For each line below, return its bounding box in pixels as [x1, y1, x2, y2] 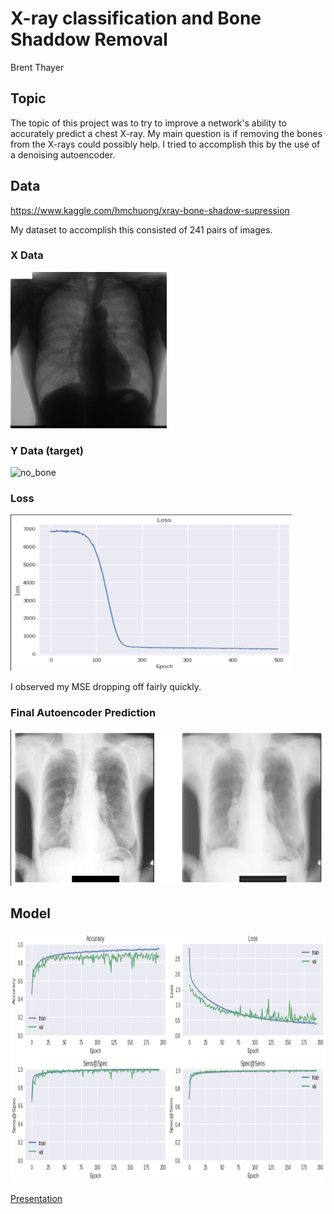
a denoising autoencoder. [10, 148, 116, 161]
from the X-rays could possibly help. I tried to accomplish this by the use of [10, 138, 321, 150]
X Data [10, 248, 44, 262]
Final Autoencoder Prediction [10, 706, 157, 720]
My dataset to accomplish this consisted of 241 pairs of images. [10, 223, 273, 236]
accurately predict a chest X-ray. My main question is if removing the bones [10, 127, 323, 139]
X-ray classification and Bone [10, 7, 262, 30]
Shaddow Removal [10, 28, 168, 51]
